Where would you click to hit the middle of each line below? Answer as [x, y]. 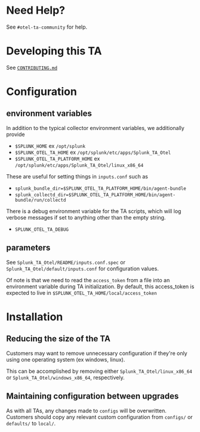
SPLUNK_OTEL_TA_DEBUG [41, 229]
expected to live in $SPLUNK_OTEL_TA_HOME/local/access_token [81, 292]
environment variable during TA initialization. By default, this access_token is [100, 286]
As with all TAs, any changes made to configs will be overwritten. [87, 411]
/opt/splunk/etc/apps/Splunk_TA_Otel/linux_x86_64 [79, 165]
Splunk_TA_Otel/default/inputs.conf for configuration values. [83, 269]
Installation [35, 317]
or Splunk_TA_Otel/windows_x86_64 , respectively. [65, 377]
